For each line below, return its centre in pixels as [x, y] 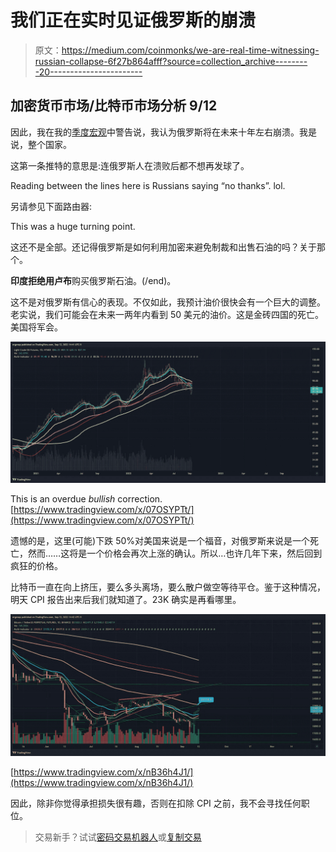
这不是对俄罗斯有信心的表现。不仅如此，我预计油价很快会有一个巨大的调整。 [168, 302]
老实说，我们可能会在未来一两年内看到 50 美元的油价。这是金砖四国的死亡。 [167, 314]
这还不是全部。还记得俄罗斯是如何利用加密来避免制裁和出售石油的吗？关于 [163, 247]
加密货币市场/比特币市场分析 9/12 [114, 106]
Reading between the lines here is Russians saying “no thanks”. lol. [148, 185]
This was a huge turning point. [73, 226]
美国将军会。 [36, 327]
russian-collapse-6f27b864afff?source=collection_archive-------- [171, 61]
